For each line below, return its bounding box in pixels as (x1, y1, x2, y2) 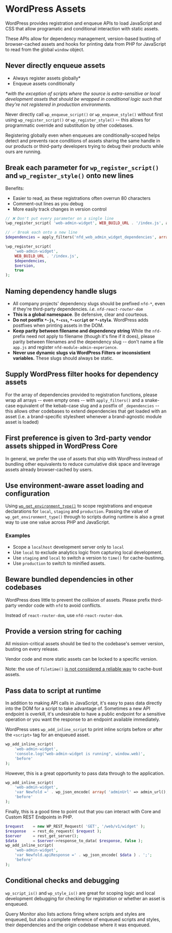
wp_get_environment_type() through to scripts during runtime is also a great (5, 514, 165, 520)
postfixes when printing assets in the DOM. (12, 322, 104, 328)
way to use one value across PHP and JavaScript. (5, 519, 110, 526)
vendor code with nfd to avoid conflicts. (17, 602, 101, 608)
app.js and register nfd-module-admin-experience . (12, 344, 118, 350)
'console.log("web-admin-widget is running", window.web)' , (14, 751, 145, 756)
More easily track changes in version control (12, 206, 107, 212)
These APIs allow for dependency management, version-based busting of (5, 35, 161, 42)
